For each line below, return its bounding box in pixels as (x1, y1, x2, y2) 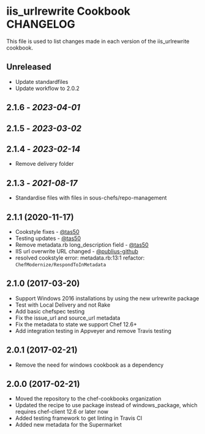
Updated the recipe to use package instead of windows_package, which (15, 402, 198, 409)
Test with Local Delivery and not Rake (15, 301, 111, 309)
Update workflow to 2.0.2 (15, 84, 80, 92)
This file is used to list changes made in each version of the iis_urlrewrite (6, 37, 190, 45)
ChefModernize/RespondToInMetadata (15, 261, 106, 268)
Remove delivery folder (15, 160, 74, 168)
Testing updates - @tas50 (15, 234, 81, 242)
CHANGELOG (6, 17, 75, 31)
